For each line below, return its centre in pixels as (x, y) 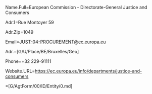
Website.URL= (20, 71)
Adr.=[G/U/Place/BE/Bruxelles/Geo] (42, 52)
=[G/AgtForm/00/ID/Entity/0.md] (39, 86)
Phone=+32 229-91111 (28, 61)
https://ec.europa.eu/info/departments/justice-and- (88, 71)
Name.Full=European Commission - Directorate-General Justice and (76, 7)
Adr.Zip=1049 (19, 32)
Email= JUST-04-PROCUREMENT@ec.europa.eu (56, 42)
